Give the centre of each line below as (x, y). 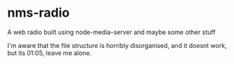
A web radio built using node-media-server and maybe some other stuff (111, 32)
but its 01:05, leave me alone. (50, 53)
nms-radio (39, 13)
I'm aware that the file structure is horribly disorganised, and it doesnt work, (117, 45)
